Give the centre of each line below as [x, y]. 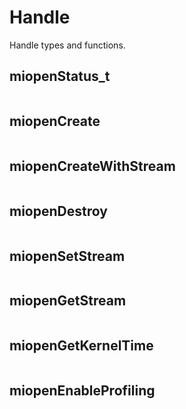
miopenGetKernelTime [81, 346]
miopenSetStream [67, 256]
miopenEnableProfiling [82, 391]
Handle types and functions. [67, 45]
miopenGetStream [68, 301]
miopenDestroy [58, 211]
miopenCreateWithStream [92, 166]
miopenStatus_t [60, 76]
